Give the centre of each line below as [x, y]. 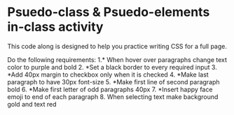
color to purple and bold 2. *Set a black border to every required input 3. [112, 67]
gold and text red [32, 104]
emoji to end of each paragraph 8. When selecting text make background [113, 97]
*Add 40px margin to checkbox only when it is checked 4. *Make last [108, 75]
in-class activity [55, 27]
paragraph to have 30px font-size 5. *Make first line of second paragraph [113, 82]
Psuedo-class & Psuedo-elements [109, 12]
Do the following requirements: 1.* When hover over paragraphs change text [117, 59]
